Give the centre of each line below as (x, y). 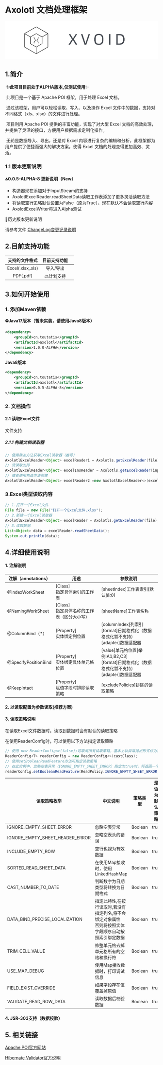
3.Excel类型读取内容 (29, 494)
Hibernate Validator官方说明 (33, 1058)
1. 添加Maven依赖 (26, 309)
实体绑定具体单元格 (75, 662)
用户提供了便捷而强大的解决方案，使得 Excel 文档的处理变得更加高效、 (75, 146)
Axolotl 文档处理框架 (46, 10)
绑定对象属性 (108, 919)
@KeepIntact (20, 688)
